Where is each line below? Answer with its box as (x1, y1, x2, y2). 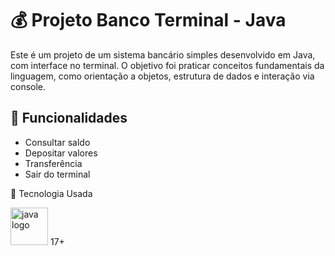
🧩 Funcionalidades (10, 110, 128, 127)
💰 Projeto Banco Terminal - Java (10, 9, 287, 32)
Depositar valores (24, 147, 98, 159)
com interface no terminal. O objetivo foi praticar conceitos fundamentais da (10, 59, 325, 71)
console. (10, 80, 47, 92)
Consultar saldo (24, 136, 91, 148)
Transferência (24, 157, 83, 169)
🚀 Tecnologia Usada (10, 187, 93, 199)
